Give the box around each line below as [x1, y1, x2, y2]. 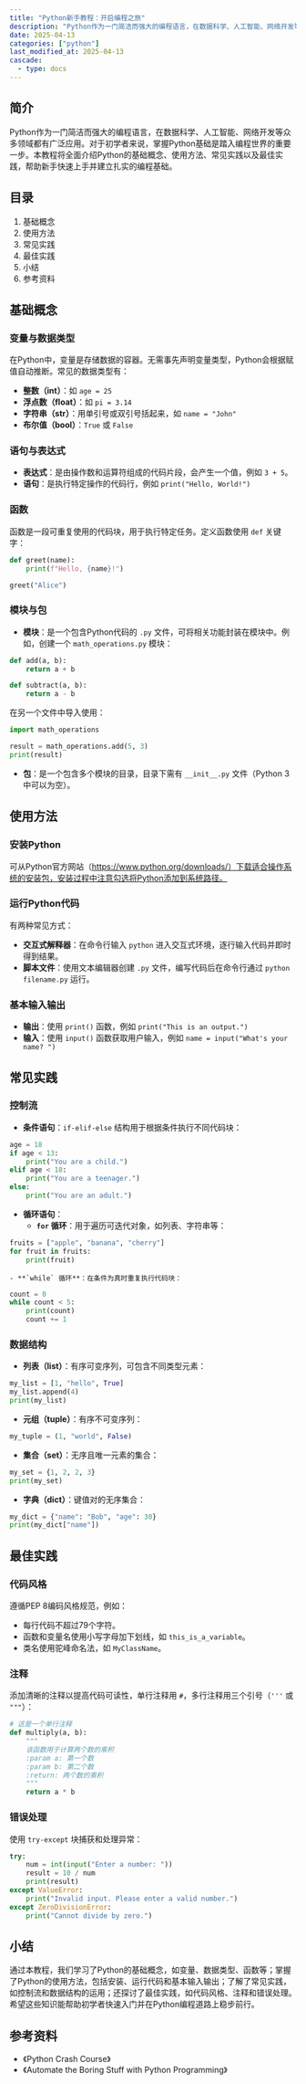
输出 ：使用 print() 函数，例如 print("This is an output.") [22, 1021, 249, 1032]
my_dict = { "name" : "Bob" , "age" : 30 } [9, 1512, 157, 1521]
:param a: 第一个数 [25, 1753, 94, 1763]
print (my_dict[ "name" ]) [9, 1521, 100, 1530]
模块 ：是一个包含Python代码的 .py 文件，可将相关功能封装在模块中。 [22, 626, 282, 637]
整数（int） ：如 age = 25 [22, 385, 112, 396]
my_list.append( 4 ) [9, 1387, 79, 1397]
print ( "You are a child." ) [25, 1157, 128, 1166]
